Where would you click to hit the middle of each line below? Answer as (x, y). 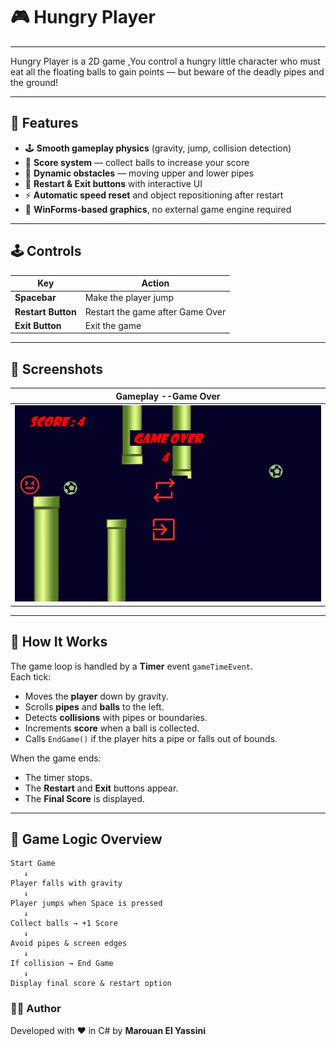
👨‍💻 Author (36, 1009)
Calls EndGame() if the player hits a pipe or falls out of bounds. (151, 738)
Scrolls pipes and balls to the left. (94, 706)
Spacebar (35, 298)
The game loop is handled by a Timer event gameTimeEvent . (132, 666)
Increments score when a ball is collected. (112, 728)
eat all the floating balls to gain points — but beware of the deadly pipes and (167, 71)
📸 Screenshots (57, 369)
